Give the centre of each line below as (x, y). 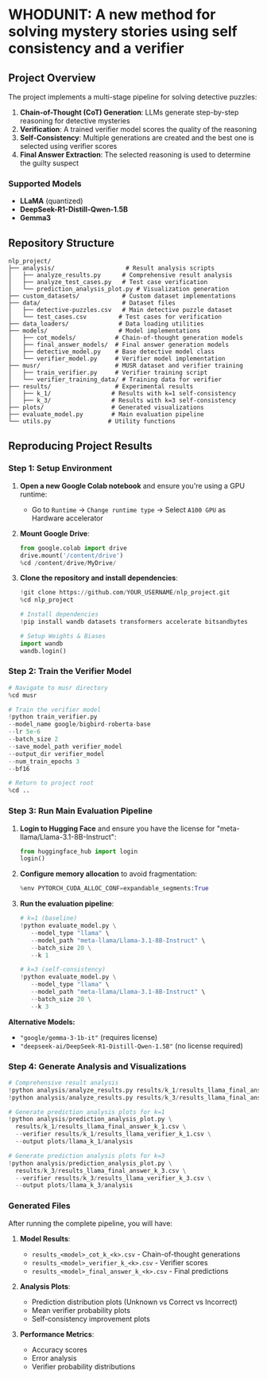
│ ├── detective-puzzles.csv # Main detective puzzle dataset (120, 310)
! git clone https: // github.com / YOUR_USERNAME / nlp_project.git (125, 593)
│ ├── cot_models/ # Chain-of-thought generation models (126, 338)
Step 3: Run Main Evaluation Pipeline (81, 811)
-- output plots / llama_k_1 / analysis (74, 1142)
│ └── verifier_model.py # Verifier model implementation (117, 359)
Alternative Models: (42, 1022)
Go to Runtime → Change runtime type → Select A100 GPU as (129, 509)
